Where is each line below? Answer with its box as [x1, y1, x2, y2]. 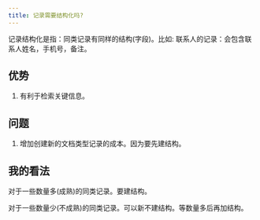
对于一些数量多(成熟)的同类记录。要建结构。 [8, 186, 152, 196]
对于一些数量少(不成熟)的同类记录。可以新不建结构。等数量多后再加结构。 [8, 203, 248, 213]
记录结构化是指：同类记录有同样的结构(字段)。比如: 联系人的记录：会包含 [8, 34, 246, 43]
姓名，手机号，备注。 [21, 44, 91, 53]
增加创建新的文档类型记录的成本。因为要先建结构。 [19, 139, 186, 148]
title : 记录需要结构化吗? [8, 11, 84, 20]
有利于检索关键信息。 [19, 91, 89, 101]
